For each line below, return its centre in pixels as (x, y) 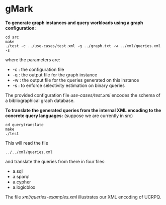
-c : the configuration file (38, 69)
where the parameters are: (33, 60)
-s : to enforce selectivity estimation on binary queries (68, 85)
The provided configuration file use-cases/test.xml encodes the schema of (83, 95)
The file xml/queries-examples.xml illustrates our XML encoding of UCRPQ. (83, 197)
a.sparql (21, 176)
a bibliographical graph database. (40, 100)
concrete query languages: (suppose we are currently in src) (69, 116)
